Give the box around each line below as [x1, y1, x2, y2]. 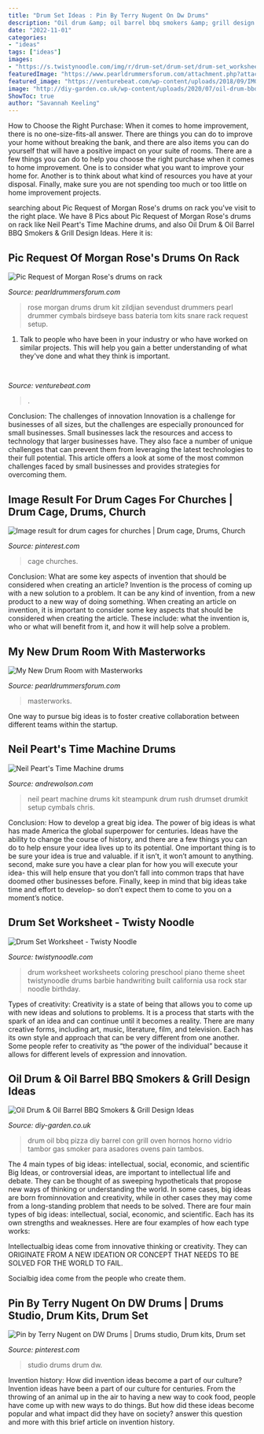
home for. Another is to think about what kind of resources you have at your [8, 171, 253, 181]
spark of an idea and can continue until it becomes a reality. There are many [8, 1016, 255, 1025]
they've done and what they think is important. [19, 351, 170, 361]
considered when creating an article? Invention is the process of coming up [8, 580, 253, 590]
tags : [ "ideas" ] [8, 48, 61, 56]
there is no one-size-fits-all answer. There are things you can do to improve [8, 129, 253, 139]
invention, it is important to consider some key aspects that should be [8, 606, 233, 615]
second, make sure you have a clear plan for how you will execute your [8, 859, 238, 869]
